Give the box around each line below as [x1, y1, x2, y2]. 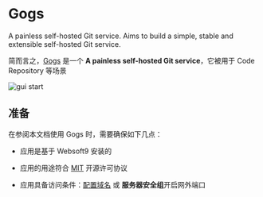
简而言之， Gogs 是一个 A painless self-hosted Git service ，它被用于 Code [8, 56, 255, 65]
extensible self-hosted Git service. [8, 39, 121, 48]
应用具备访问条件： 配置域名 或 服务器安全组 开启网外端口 [19, 180, 206, 189]
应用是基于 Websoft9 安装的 [19, 146, 112, 156]
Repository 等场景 [8, 65, 67, 75]
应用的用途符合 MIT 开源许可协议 [19, 163, 128, 172]
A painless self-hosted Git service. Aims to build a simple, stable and [8, 31, 234, 41]
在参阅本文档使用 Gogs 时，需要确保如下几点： [8, 129, 163, 139]
